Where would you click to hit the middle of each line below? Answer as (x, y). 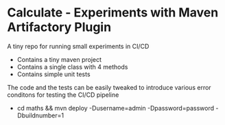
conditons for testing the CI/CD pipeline (63, 95)
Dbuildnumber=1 (40, 115)
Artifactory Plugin (59, 27)
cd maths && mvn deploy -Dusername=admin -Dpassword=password (116, 108)
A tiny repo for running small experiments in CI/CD (78, 46)
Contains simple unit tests (54, 74)
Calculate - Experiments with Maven (113, 13)
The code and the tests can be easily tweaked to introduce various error (109, 87)
